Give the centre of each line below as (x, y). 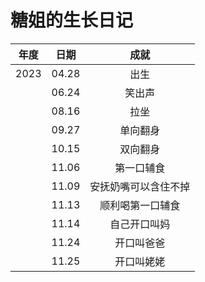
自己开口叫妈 (140, 224)
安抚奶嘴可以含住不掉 (140, 186)
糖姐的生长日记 (72, 20)
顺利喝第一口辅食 (140, 205)
